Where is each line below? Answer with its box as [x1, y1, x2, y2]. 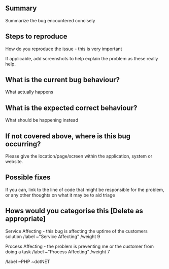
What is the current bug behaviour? [5, 75, 120, 84]
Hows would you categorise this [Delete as [5, 207, 143, 215]
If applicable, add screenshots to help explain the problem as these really [5, 55, 158, 61]
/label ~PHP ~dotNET [5, 258, 50, 264]
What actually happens [5, 89, 53, 95]
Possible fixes [5, 173, 51, 182]
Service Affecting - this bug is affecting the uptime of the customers [5, 228, 148, 234]
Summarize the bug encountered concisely [5, 17, 95, 23]
